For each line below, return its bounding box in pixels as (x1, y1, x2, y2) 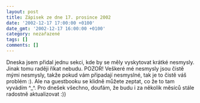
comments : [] (6, 43, 39, 49)
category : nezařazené (6, 31, 60, 37)
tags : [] (6, 37, 28, 43)
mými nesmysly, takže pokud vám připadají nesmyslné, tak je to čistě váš (6, 71, 187, 78)
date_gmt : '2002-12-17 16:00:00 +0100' (6, 25, 106, 32)
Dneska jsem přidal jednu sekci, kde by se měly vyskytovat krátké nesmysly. (6, 58, 195, 66)
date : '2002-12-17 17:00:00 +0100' (6, 20, 95, 26)
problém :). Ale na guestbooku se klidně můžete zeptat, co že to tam (6, 77, 175, 84)
